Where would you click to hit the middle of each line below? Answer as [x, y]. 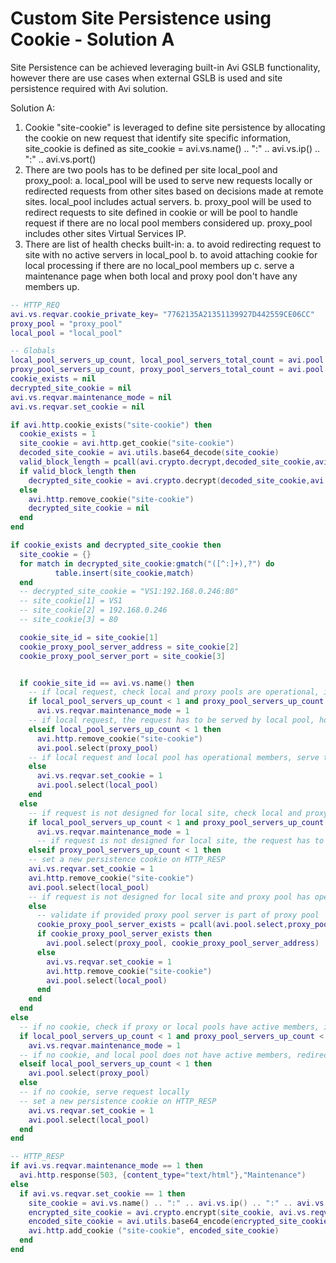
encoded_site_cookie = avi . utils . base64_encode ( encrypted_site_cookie [178, 1222]
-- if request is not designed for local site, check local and [165, 813]
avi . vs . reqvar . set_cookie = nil [77, 407]
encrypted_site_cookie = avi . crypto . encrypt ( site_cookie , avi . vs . [169, 1212]
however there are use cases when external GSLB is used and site [146, 78]
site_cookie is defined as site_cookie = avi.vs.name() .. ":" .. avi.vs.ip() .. [172, 148]
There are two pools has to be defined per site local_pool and [151, 169]
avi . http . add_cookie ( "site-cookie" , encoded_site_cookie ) [154, 1231]
